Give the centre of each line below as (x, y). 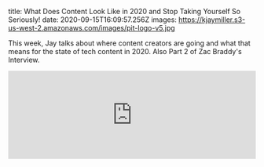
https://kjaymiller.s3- (212, 20)
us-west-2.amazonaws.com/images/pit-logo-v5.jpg (92, 28)
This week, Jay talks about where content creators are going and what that (130, 43)
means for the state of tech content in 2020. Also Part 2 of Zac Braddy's (125, 51)
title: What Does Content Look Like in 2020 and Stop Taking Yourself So (125, 11)
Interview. (24, 60)
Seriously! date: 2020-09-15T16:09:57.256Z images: (92, 20)
